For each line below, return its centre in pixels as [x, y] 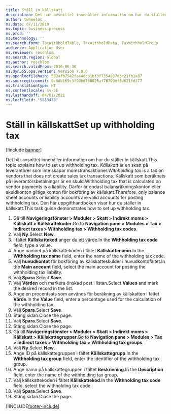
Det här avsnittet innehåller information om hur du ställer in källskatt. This [81, 160]
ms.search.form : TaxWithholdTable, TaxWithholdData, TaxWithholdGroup [82, 43]
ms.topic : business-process [36, 29]
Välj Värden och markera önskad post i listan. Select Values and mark [86, 283]
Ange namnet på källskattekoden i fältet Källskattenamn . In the [78, 251]
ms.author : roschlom [28, 62]
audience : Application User [36, 48]
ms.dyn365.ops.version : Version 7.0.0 [47, 72]
